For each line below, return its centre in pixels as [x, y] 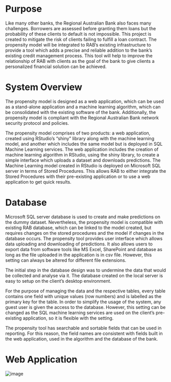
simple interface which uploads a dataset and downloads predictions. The [83, 160]
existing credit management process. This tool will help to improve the [79, 55]
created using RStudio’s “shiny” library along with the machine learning [80, 138]
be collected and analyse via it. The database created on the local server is [84, 275]
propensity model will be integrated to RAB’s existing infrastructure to [78, 44]
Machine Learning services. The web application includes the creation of [82, 149]
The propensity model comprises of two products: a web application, [78, 133]
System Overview [44, 87]
